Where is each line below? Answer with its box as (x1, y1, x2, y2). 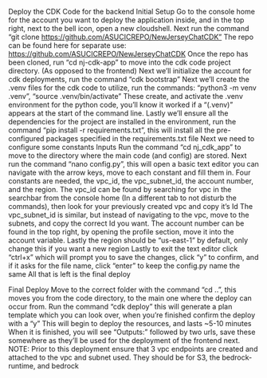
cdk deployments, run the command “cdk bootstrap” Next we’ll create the (8, 75, 249, 84)
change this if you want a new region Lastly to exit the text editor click (8, 244, 238, 254)
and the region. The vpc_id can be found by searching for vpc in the (8, 185, 232, 194)
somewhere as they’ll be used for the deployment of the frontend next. (8, 336, 241, 345)
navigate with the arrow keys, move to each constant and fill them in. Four (8, 167, 251, 177)
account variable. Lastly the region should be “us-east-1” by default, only (8, 235, 249, 245)
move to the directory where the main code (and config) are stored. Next (8, 151, 247, 160)
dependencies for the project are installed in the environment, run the (8, 117, 237, 126)
